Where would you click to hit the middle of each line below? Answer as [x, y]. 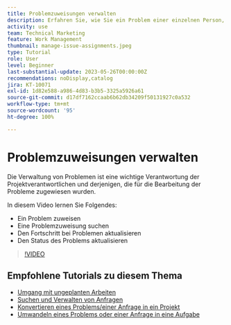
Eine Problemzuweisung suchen [63, 226]
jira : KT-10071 [29, 85]
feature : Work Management [44, 40]
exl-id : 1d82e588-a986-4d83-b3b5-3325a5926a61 [76, 91]
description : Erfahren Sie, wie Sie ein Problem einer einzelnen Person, [116, 20]
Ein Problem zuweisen [49, 218]
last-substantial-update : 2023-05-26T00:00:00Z [77, 72]
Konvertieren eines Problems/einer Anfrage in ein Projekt [99, 307]
